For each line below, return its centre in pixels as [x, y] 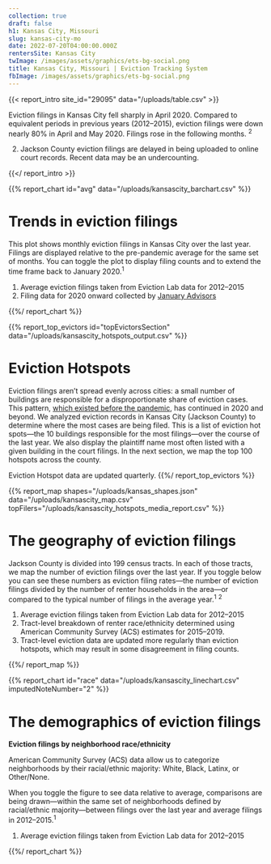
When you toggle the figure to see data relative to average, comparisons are [135, 793]
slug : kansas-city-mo [45, 38]
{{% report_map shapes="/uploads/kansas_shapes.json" [103, 491]
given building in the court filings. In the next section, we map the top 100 [131, 451]
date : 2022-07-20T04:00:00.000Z [63, 46]
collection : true [38, 16]
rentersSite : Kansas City [52, 53]
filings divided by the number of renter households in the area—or [119, 589]
